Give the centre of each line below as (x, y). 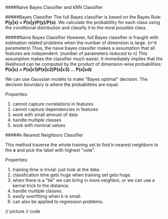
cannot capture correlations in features (53, 104)
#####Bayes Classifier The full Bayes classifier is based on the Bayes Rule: (83, 17)
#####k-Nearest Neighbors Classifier (44, 135)
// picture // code (23, 211)
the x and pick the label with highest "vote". (50, 150)
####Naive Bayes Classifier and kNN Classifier (54, 7)
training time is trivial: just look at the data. (56, 170)
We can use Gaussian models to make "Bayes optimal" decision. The (76, 79)
